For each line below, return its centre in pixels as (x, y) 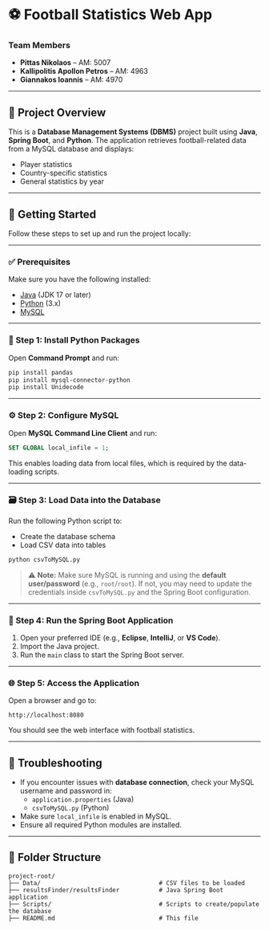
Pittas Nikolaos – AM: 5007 (65, 63)
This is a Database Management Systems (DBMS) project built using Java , (133, 132)
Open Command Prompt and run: (64, 358)
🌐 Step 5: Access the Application (74, 683)
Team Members (39, 46)
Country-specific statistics (64, 173)
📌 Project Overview (57, 112)
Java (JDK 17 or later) (55, 295)
